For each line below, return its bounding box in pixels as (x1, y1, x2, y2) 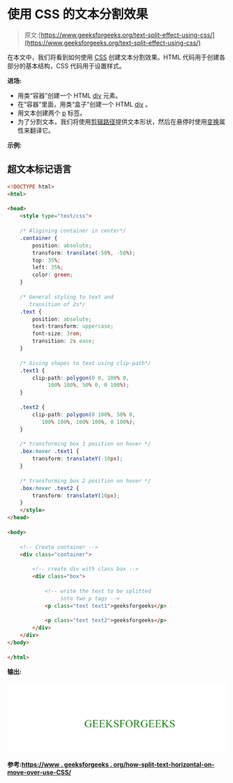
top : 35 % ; (32, 257, 61, 264)
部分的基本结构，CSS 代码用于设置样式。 (7, 61, 126, 70)
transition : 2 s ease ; (32, 337, 96, 345)
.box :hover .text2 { (20, 485, 80, 492)
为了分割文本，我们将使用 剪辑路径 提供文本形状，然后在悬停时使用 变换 (17, 117, 220, 126)
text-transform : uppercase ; (32, 323, 114, 330)
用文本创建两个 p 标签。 (17, 109, 87, 117)
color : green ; (32, 271, 73, 279)
